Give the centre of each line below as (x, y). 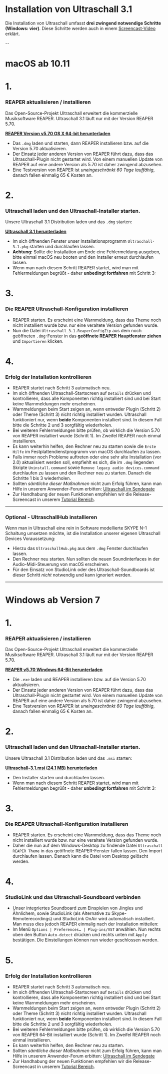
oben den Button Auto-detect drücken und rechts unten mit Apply (80, 935)
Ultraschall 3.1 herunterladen (36, 232)
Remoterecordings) (32, 919)
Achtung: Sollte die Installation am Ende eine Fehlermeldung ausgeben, (86, 252)
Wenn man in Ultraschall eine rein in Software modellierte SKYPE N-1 (76, 528)
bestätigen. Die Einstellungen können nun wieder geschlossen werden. (85, 940)
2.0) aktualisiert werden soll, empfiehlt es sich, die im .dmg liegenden (83, 462)
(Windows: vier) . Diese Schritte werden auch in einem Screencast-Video (80, 28)
